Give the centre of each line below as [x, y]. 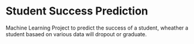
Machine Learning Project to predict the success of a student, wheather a [97, 28]
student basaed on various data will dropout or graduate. [76, 34]
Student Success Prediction [77, 11]
